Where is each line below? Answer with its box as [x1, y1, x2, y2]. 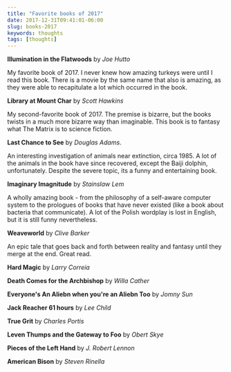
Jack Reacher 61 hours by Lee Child [7, 303, 111, 312]
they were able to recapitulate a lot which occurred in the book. [7, 83, 188, 92]
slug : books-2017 [7, 23, 57, 30]
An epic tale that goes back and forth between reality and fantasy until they [7, 242, 222, 251]
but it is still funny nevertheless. [7, 216, 98, 224]
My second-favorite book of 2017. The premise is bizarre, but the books [7, 110, 212, 119]
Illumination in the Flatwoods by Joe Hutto [7, 55, 131, 63]
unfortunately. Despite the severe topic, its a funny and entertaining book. [7, 167, 217, 175]
